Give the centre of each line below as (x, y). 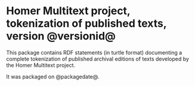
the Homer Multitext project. (41, 65)
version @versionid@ (61, 36)
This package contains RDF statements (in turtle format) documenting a (94, 52)
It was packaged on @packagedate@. (53, 77)
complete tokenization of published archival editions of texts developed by (98, 59)
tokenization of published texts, (86, 23)
